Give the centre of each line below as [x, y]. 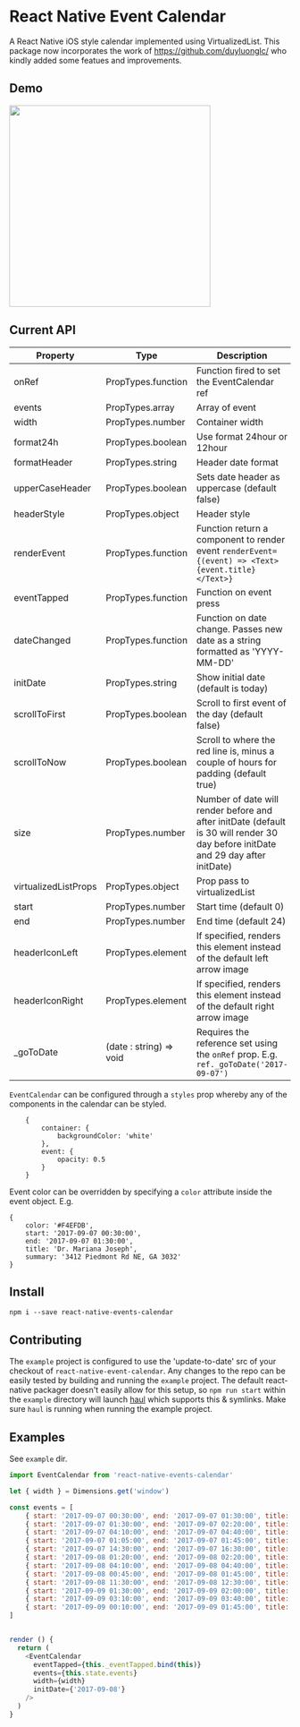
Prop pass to [223, 881]
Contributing [46, 1340]
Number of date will [237, 799]
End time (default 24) [241, 921]
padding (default [231, 774]
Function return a [232, 528]
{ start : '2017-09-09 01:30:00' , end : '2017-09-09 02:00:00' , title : [158, 1591]
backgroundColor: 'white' [105, 1136]
